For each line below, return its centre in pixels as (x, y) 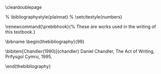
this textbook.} (20, 32)
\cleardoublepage (24, 7)
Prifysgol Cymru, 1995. (29, 56)
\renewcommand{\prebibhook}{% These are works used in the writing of (81, 26)
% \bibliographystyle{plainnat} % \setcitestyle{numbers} (64, 17)
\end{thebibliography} (28, 66)
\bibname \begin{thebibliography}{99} (45, 41)
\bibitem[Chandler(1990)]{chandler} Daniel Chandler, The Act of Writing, (80, 51)
